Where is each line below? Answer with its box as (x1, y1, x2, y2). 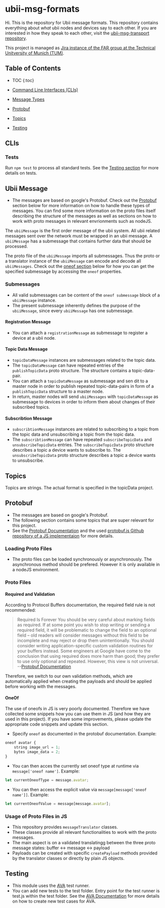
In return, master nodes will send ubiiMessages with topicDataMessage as (12, 394, 159, 400)
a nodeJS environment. (12, 567, 60, 573)
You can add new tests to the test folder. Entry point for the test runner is (12, 887, 160, 894)
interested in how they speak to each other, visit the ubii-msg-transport (5, 30, 150, 36)
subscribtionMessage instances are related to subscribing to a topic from (12, 426, 159, 432)
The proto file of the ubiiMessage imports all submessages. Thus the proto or (5, 253, 160, 259)
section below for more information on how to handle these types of (12, 203, 150, 209)
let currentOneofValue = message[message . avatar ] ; (5, 801, 111, 806)
